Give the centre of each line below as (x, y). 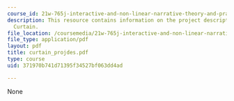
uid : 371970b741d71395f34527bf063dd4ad (65, 65)
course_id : (23, 14)
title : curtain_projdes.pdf (48, 53)
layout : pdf (24, 46)
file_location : (29, 33)
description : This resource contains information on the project (104, 20)
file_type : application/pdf (48, 40)
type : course (26, 59)
